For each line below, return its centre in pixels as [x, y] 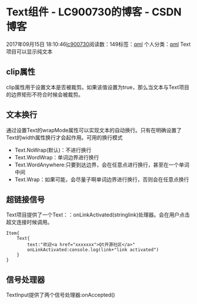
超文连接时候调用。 [29, 222]
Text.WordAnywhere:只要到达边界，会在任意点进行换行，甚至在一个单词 [102, 165]
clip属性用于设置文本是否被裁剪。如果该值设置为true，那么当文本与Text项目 [98, 87]
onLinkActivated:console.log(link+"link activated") [93, 250]
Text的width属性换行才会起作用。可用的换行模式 [64, 137]
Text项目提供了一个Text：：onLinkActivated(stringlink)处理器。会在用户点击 [98, 215]
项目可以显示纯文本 [29, 51]
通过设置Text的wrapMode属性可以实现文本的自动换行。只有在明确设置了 [94, 130]
